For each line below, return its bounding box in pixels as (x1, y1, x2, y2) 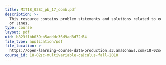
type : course (5, 25, 32, 30)
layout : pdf (5, 30, 30, 35)
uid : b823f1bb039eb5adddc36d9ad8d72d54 (5, 35, 87, 40)
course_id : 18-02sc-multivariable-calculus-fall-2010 (5, 52, 119, 58)
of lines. (9, 21, 30, 26)
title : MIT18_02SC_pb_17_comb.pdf (5, 7, 77, 12)
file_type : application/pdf (5, 39, 63, 44)
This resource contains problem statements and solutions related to (9, 16, 156, 21)
